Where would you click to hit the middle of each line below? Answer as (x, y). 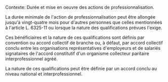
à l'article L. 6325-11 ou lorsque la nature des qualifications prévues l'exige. (84, 28)
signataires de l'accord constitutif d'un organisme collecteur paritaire (77, 53)
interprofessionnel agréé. (32, 59)
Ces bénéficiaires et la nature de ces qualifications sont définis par (75, 37)
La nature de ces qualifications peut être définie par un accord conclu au (81, 68)
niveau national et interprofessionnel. (44, 74)
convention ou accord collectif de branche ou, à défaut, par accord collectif (84, 43)
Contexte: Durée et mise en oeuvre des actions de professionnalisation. (80, 7)
